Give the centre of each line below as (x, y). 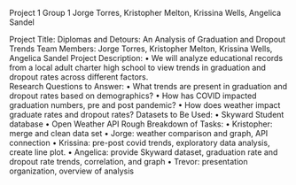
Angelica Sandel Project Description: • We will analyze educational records (146, 58)
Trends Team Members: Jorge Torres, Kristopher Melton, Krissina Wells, (141, 49)
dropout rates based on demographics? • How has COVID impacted (133, 96)
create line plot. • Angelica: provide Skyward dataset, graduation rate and (144, 152)
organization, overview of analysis (72, 171)
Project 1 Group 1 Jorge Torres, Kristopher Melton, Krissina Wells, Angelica (145, 13)
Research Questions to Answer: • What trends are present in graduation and (148, 86)
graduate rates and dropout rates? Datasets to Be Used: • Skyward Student (147, 115)
